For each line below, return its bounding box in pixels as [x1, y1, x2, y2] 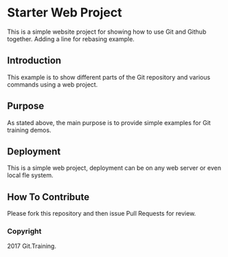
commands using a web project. [7, 80, 98, 89]
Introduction [7, 55, 62, 67]
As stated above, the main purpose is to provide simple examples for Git [7, 118, 211, 126]
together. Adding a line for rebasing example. [7, 34, 135, 43]
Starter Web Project [7, 5, 122, 21]
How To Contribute [7, 191, 90, 203]
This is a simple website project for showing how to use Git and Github [7, 27, 207, 36]
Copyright [7, 227, 42, 236]
